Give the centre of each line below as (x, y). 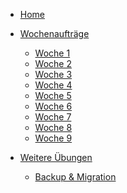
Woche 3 (53, 74)
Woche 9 (53, 138)
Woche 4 (53, 85)
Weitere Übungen (56, 157)
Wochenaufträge (54, 33)
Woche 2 (53, 63)
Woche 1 (52, 53)
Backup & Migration (75, 177)
